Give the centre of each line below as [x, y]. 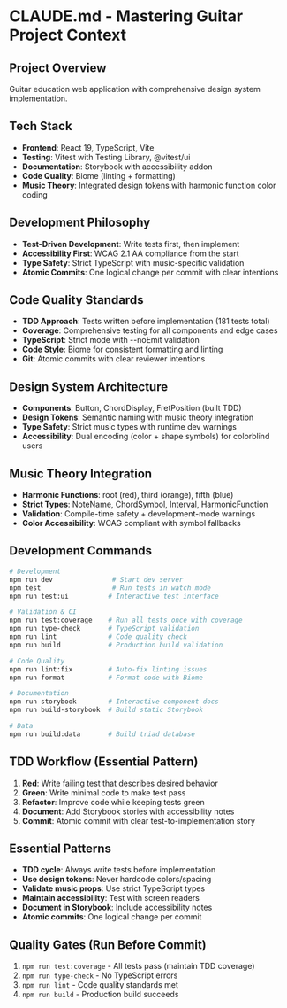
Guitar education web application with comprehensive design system [135, 89]
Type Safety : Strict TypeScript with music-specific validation [133, 262]
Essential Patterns [60, 848]
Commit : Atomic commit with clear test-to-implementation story [139, 820]
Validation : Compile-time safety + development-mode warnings [139, 514]
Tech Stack [41, 126]
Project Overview [58, 68]
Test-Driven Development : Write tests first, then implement [131, 244]
